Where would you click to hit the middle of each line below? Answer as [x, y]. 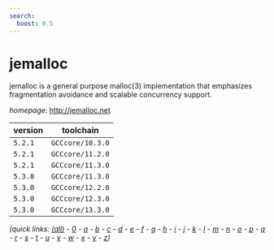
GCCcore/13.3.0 [80, 210]
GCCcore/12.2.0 [80, 188]
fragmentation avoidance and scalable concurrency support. [111, 95]
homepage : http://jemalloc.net [60, 110]
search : [22, 16]
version [28, 131]
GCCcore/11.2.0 [80, 154]
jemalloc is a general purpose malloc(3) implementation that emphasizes [131, 86]
